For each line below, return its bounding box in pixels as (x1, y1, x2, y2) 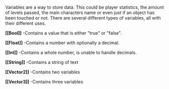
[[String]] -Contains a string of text (5, 59, 78, 65)
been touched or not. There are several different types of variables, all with (5, 15, 161, 21)
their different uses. (5, 20, 46, 26)
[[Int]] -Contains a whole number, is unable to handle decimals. (5, 50, 137, 55)
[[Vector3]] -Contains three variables (5, 79, 83, 84)
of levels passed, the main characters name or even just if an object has (5, 10, 155, 16)
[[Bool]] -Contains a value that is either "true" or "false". (5, 30, 122, 36)
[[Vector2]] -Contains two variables (5, 69, 80, 75)
